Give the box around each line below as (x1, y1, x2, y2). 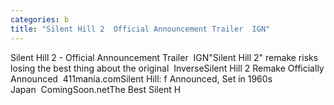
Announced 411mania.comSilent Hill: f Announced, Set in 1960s (10, 72, 273, 85)
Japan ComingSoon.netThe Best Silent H (10, 83, 182, 95)
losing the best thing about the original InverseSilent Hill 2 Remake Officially (10, 62, 325, 74)
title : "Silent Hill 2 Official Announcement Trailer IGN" (10, 24, 271, 34)
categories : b (10, 14, 70, 25)
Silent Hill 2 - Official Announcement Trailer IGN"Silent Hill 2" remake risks (10, 51, 319, 63)
